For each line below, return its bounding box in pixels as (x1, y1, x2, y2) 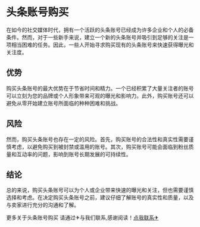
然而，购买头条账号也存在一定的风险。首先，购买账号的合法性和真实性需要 (6, 135, 189, 143)
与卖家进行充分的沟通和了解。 (6, 201, 79, 209)
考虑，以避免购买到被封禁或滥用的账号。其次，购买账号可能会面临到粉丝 (11, 143, 189, 150)
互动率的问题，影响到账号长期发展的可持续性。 (16, 150, 132, 158)
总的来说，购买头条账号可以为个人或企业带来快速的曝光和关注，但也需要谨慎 (6, 186, 194, 194)
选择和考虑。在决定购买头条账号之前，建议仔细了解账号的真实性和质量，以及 (6, 194, 194, 201)
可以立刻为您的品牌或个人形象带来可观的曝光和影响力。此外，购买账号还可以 (6, 92, 194, 99)
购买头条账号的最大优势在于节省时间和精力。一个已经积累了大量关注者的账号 (6, 85, 194, 92)
